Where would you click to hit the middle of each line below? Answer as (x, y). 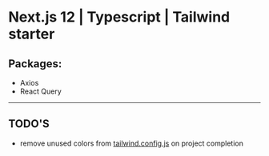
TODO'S (29, 124)
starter (32, 34)
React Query (40, 91)
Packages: (35, 64)
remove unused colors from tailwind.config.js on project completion (132, 143)
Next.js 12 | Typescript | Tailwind (119, 17)
